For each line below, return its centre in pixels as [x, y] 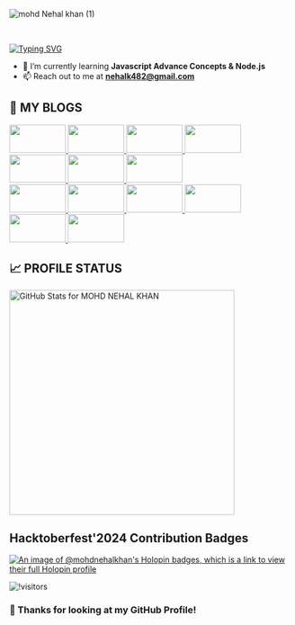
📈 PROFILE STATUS [66, 268]
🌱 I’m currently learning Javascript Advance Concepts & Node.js [143, 66]
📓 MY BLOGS [46, 108]
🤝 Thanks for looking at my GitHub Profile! [103, 610]
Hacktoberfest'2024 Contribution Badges [129, 538]
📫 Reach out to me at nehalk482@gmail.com [108, 76]
